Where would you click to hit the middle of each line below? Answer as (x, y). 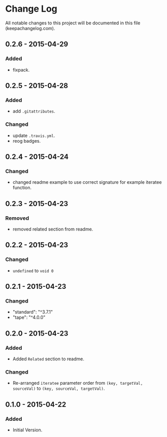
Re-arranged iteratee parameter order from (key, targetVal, (78, 383)
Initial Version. (27, 430)
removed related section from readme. (53, 229)
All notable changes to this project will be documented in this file (73, 23)
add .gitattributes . (34, 111)
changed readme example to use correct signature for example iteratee (87, 182)
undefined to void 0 (33, 271)
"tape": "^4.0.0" (29, 317)
